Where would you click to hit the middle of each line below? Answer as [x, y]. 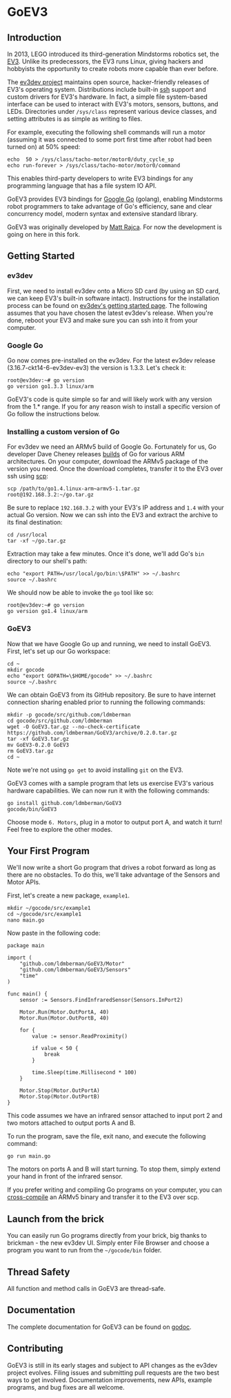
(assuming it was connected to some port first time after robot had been [110, 139]
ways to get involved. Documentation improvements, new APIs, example [110, 1380]
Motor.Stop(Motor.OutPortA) [60, 1091]
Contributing [35, 1349]
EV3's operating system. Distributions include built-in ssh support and [107, 89]
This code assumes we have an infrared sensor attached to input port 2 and [115, 1116]
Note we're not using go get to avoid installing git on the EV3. [96, 770]
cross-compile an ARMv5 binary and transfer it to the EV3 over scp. [103, 1197]
